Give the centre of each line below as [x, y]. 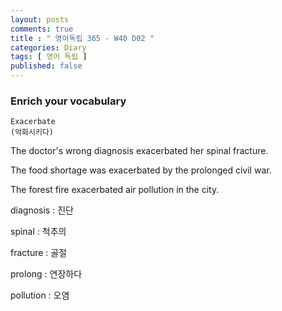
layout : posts [40, 19]
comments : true [42, 29]
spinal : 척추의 [38, 232]
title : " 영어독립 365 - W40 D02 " [82, 38]
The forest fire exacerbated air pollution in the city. [115, 190]
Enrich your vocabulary [68, 101]
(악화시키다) [32, 132]
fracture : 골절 [39, 253]
